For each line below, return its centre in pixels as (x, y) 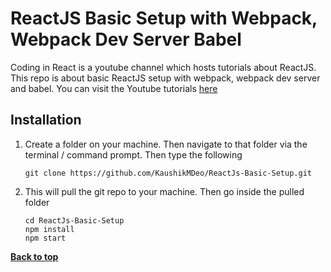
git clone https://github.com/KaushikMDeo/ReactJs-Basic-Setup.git (168, 173)
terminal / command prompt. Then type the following (133, 154)
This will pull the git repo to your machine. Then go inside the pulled (164, 191)
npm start (45, 238)
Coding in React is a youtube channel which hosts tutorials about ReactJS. (163, 67)
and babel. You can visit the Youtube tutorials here (114, 88)
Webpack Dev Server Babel (126, 39)
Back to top (34, 256)
